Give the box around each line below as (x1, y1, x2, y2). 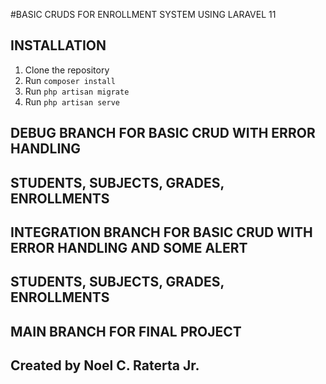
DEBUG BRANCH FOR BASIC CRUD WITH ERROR (10, 125, 316, 142)
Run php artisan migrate (24, 85, 130, 97)
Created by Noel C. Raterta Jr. (10, 357, 200, 374)
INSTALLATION (10, 37, 107, 54)
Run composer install (24, 74, 116, 86)
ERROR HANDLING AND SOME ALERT (10, 239, 248, 256)
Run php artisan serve (24, 95, 120, 108)
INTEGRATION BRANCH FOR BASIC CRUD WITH (10, 224, 313, 241)
